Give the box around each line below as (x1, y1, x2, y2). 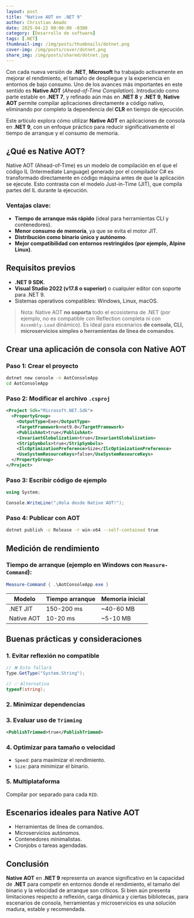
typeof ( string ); (6, 686, 46, 692)
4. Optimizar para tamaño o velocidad (6, 743, 115, 751)
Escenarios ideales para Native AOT (6, 807, 140, 818)
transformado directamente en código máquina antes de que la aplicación (6, 174, 185, 182)
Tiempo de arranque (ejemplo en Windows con (6, 561, 142, 569)
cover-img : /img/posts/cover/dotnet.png (6, 47, 107, 53)
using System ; (6, 489, 41, 495)
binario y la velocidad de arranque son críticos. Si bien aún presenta (6, 887, 171, 894)
